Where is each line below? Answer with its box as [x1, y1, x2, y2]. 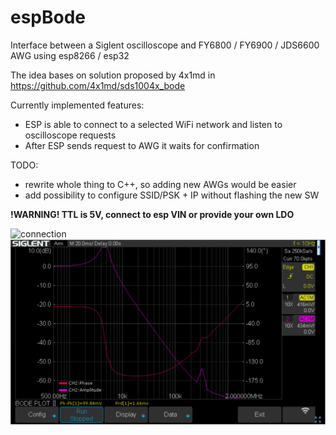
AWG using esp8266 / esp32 [10, 49, 130, 61]
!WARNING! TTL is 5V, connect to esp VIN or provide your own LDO [10, 208, 295, 220]
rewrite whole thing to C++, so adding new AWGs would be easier [24, 178, 297, 190]
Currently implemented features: [10, 99, 145, 111]
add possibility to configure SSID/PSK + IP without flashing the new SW [24, 189, 320, 201]
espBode [10, 6, 87, 29]
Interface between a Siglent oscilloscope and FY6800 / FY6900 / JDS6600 [10, 39, 320, 51]
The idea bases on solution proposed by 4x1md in [10, 69, 216, 81]
